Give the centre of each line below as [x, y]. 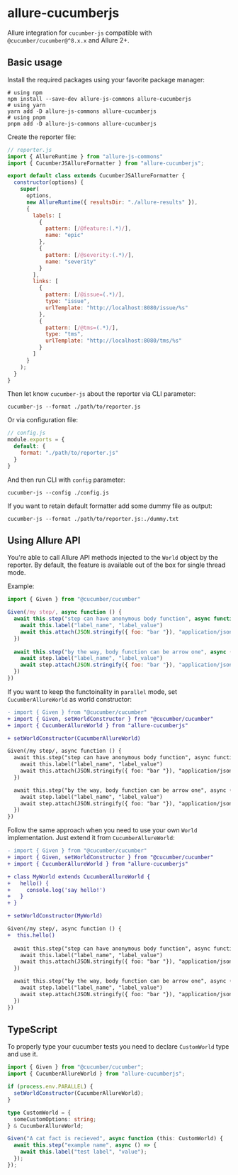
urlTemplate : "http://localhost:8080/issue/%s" [117, 308]
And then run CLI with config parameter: [66, 480]
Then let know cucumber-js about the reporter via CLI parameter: [102, 394]
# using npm [25, 93]
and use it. [23, 1054]
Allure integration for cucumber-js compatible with [80, 33]
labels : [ [47, 215]
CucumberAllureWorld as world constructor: [70, 699]
